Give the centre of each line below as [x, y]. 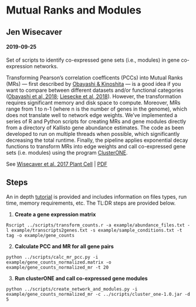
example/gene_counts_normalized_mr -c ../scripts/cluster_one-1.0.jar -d [98, 294]
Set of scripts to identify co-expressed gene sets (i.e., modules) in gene [93, 60]
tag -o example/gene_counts [40, 235]
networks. [46, 66]
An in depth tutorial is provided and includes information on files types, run [96, 196]
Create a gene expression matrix [55, 214]
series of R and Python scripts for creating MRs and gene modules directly [96, 121]
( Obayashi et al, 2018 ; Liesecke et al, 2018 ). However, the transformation [94, 96]
